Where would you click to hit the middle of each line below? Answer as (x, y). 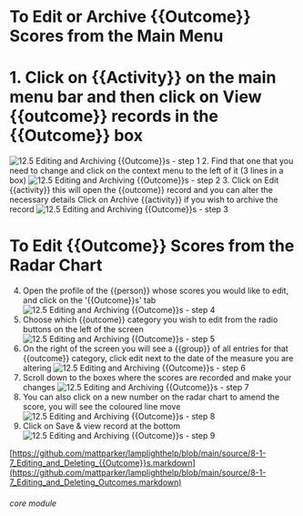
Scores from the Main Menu (116, 36)
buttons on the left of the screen (83, 329)
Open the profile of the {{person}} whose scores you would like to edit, (156, 291)
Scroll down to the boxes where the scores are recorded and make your (157, 378)
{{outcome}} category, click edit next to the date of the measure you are (158, 359)
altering (37, 368)
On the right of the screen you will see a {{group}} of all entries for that (155, 349)
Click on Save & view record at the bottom (101, 426)
